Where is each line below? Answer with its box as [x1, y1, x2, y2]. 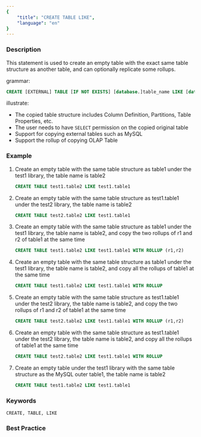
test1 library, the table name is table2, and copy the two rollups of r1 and [14, 230, 193, 237]
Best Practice [6, 424, 46, 433]
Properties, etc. [14, 118, 53, 125]
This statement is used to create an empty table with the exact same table [6, 59, 188, 66]
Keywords [6, 396, 36, 405]
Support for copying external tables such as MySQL [14, 130, 143, 138]
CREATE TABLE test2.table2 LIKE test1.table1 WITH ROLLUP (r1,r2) [14, 318, 184, 325]
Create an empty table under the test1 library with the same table [14, 364, 175, 371]
